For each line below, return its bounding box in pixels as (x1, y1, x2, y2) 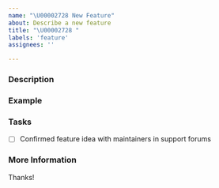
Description (8, 74, 55, 85)
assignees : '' (8, 41, 55, 49)
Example (8, 95, 43, 106)
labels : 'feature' (8, 33, 69, 42)
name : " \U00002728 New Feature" (8, 11, 115, 20)
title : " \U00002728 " (8, 26, 80, 34)
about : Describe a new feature (8, 19, 111, 27)
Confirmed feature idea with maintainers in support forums (19, 134, 212, 144)
